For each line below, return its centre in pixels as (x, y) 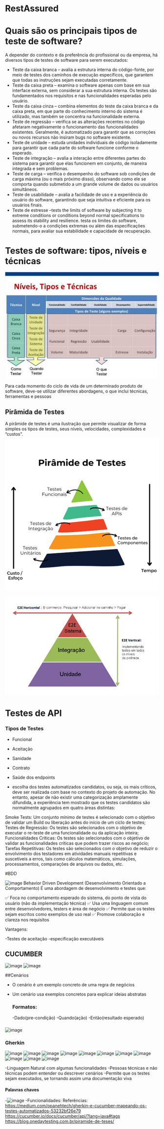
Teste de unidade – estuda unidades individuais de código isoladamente (85, 143)
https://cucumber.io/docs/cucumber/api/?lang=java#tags (63, 1116)
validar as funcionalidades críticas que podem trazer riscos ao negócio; (77, 843)
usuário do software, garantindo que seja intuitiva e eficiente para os (81, 200)
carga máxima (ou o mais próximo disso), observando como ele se (79, 179)
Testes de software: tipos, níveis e (76, 251)
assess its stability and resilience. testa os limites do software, (75, 221)
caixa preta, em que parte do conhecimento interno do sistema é (77, 111)
